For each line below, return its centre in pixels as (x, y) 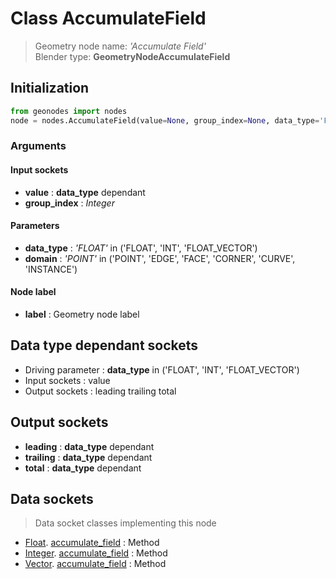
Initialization (50, 88)
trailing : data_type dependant (88, 457)
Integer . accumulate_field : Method (96, 553)
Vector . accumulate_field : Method (95, 564)
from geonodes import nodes (69, 111)
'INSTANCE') (51, 269)
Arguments (38, 146)
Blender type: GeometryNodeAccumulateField (132, 56)
